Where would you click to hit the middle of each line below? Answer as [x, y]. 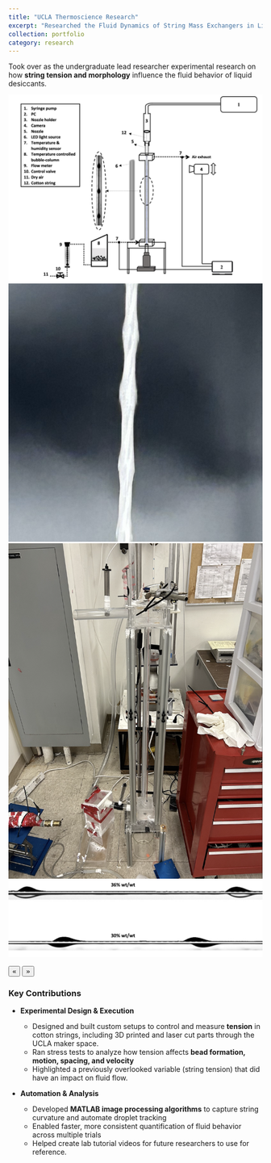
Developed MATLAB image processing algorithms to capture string [146, 1109]
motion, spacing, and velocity [83, 1061]
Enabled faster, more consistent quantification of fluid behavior [137, 1127]
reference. [49, 1152]
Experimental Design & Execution [77, 1011]
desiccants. [27, 84]
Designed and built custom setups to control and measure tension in [146, 1027]
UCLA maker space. [65, 1044]
